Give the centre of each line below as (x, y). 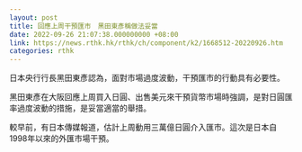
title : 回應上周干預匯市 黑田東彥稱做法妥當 (84, 26)
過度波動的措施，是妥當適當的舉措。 (84, 108)
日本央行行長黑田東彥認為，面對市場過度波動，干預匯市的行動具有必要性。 (147, 78)
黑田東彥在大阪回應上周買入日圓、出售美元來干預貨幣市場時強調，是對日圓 (147, 97)
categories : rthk (42, 51)
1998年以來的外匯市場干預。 (62, 139)
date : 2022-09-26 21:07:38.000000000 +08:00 (94, 34)
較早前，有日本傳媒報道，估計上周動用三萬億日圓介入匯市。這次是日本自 (143, 128)
